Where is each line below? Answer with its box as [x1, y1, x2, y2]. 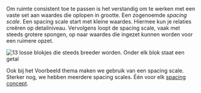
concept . [6, 80, 29, 87]
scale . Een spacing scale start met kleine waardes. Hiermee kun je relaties [6, 18, 192, 25]
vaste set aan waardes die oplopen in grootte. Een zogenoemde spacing [6, 11, 187, 19]
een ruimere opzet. [6, 37, 54, 44]
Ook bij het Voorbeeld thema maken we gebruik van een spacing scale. [6, 67, 184, 74]
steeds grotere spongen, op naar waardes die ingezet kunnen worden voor [6, 31, 193, 38]
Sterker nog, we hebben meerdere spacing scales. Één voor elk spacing [6, 74, 186, 80]
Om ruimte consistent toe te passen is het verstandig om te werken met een [6, 5, 196, 12]
